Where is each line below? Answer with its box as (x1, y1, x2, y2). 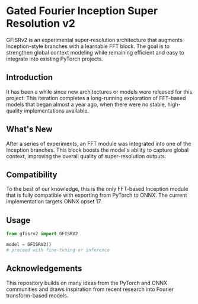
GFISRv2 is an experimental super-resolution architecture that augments (6, 36, 183, 43)
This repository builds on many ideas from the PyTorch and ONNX (6, 279, 168, 286)
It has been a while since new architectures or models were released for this (6, 88, 193, 95)
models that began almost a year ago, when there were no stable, (6, 101, 167, 108)
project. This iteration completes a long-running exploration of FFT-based (6, 94, 186, 101)
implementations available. (24, 107, 90, 114)
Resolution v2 (6, 17, 76, 30)
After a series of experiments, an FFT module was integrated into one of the (6, 140, 191, 147)
